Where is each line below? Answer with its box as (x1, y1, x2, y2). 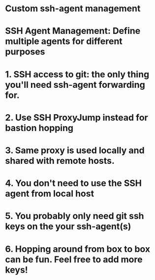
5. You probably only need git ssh (5, 210, 144, 222)
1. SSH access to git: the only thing (5, 69, 150, 80)
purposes (5, 46, 45, 57)
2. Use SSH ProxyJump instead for (5, 112, 149, 123)
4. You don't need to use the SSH (5, 178, 142, 189)
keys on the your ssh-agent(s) (5, 221, 131, 232)
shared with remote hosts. (5, 155, 115, 166)
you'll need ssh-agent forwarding (5, 79, 145, 90)
